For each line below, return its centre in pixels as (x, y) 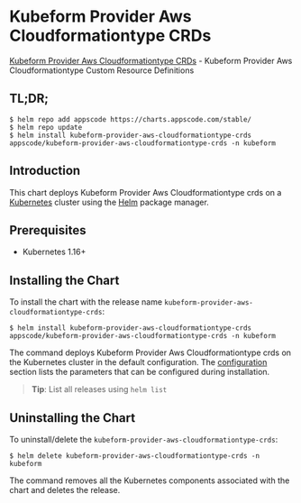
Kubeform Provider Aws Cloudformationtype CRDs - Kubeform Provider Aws (151, 60)
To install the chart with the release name (86, 302)
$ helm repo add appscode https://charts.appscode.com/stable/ (131, 119)
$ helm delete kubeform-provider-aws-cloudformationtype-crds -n (134, 456)
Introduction (45, 171)
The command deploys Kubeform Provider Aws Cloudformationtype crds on (150, 352)
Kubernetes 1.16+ (54, 252)
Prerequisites (48, 230)
